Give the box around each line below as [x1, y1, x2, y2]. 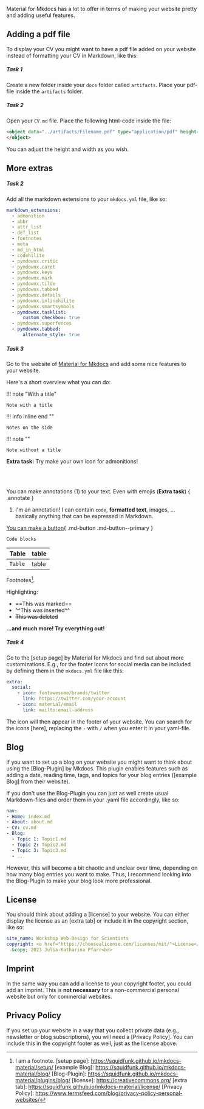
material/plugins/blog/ [15, 1076, 71, 1083]
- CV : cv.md [6, 825, 36, 831]
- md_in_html [12, 247, 45, 253]
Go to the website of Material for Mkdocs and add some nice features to [6, 360, 186, 367]
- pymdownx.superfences [12, 320, 72, 326]
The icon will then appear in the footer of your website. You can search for [6, 718, 192, 725]
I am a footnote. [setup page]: [15, 1057, 90, 1065]
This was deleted [15, 613, 58, 620]
